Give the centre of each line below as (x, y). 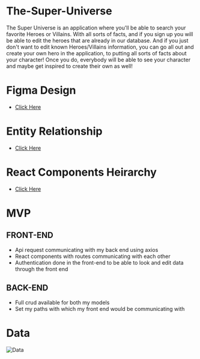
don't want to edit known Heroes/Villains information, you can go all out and (100, 47)
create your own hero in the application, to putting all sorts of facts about (97, 53)
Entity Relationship (55, 131)
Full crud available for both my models (62, 302)
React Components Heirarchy (82, 172)
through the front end (41, 269)
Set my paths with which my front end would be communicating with (100, 308)
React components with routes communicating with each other (92, 256)
